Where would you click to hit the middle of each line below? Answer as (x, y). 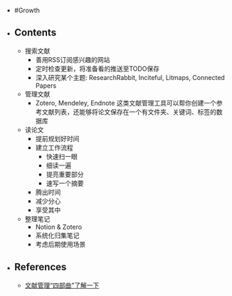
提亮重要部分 (65, 174)
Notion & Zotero (59, 227)
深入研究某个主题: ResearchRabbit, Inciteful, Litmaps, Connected (130, 77)
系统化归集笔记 (57, 235)
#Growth (27, 10)
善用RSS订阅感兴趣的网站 (73, 59)
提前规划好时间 (57, 138)
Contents (35, 32)
